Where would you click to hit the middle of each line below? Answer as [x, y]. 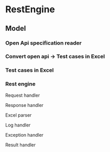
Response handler [24, 105]
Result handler [20, 145]
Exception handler [24, 135]
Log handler [18, 125]
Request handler [23, 95]
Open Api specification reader [43, 43]
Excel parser [18, 115]
